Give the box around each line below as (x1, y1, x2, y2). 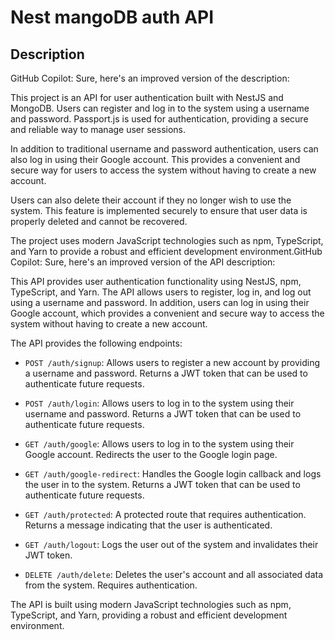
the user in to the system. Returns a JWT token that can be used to (24, 479, 301, 490)
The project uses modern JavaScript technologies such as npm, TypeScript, (10, 235, 324, 246)
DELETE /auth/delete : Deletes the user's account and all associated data (24, 569, 324, 580)
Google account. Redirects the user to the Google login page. (24, 449, 278, 460)
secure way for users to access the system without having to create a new (10, 164, 317, 176)
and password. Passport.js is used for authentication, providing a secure (10, 113, 309, 125)
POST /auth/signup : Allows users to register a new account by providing (24, 357, 321, 368)
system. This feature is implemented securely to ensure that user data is (10, 205, 308, 216)
